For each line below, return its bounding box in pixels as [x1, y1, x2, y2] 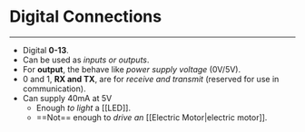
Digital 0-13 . [22, 44, 70, 55]
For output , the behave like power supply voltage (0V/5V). [22, 63, 241, 74]
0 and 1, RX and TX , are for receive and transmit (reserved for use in [22, 73, 280, 84]
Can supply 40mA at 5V [22, 92, 113, 103]
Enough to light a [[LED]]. [35, 102, 132, 113]
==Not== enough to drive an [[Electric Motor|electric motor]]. [35, 111, 268, 123]
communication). [22, 83, 86, 94]
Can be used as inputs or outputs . [22, 54, 150, 65]
